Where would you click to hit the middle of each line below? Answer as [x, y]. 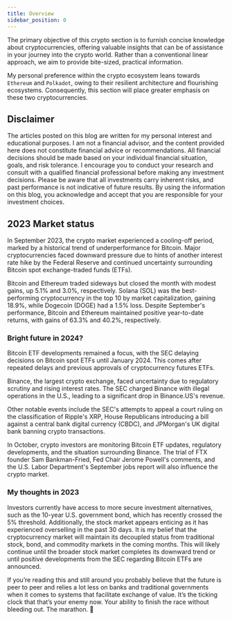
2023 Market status [51, 223]
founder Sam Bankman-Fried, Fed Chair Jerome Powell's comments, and [111, 460]
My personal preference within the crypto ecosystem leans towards [104, 75]
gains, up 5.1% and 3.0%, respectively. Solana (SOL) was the [94, 291]
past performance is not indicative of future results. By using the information [116, 187]
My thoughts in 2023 [43, 493]
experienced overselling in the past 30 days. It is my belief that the [102, 529]
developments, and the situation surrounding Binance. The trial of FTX [107, 452]
